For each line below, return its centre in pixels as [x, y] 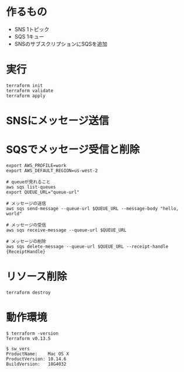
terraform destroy [28, 293]
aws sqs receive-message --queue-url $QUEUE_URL [66, 230]
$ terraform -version [32, 333]
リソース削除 [37, 277]
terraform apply [26, 96]
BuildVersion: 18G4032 [36, 364]
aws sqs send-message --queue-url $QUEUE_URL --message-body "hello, [93, 208]
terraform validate [30, 91]
